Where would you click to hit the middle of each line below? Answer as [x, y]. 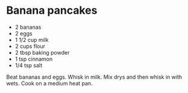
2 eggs [23, 33]
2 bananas [28, 27]
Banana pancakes [52, 10]
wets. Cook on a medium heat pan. [49, 83]
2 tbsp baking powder [42, 52]
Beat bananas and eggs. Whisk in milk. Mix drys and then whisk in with [94, 77]
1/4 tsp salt [29, 65]
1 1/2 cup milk [32, 40]
